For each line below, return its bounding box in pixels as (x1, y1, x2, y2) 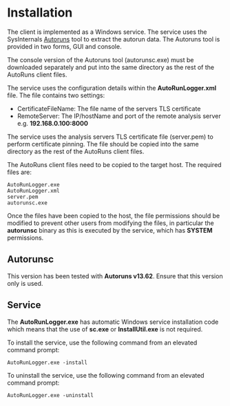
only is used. (7, 279, 43, 287)
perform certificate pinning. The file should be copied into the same (7, 139, 200, 148)
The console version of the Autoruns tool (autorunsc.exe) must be (7, 55, 194, 64)
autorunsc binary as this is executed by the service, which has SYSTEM (7, 226, 213, 234)
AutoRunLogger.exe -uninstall (7, 391, 94, 398)
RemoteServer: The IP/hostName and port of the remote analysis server (17, 112, 222, 120)
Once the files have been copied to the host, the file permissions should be (7, 211, 220, 220)
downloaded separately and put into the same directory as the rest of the (7, 63, 215, 71)
